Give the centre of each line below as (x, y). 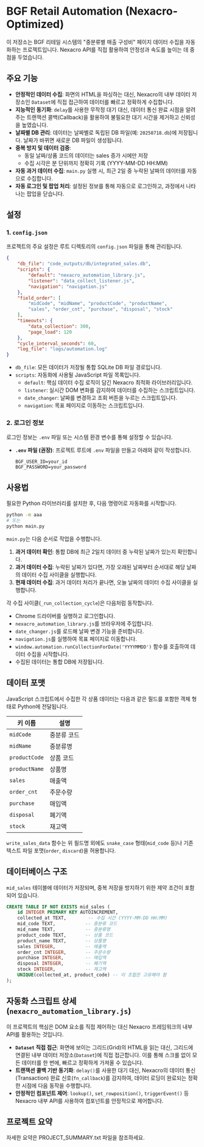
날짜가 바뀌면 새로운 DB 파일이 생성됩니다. (73, 140)
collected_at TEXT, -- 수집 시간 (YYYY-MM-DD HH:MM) (93, 918)
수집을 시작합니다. (48, 654)
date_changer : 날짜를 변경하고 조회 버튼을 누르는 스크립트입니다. (101, 398)
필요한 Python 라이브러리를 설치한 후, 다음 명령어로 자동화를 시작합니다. (91, 503)
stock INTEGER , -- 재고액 (62, 969)
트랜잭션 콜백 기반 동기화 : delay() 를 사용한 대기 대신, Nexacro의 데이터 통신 (105, 1070)
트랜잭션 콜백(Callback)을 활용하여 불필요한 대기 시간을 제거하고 (103, 117)
